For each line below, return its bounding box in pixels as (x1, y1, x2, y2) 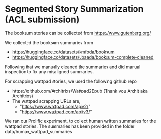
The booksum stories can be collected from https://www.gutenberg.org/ (5, 30, 151, 36)
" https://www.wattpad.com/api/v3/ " (19, 109, 92, 115)
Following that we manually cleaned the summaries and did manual (5, 64, 141, 69)
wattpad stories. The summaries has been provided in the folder (5, 123, 135, 129)
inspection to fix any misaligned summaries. (5, 69, 94, 74)
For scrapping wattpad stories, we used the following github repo (5, 78, 137, 84)
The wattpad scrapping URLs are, (12, 98, 80, 104)
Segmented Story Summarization (5, 3, 144, 15)
